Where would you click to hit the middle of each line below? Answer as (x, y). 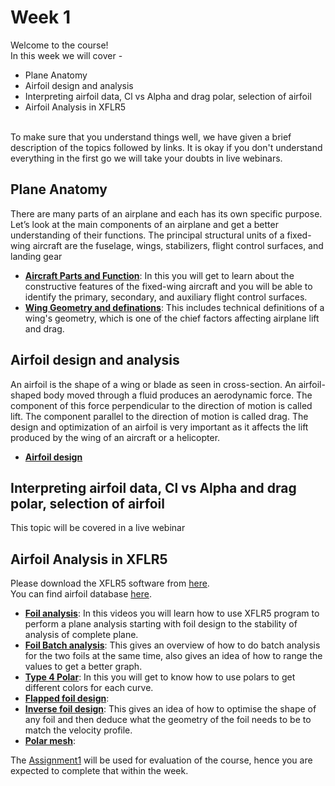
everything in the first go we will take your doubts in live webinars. (146, 158)
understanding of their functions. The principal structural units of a (147, 235)
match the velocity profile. (78, 730)
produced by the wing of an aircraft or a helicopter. (115, 437)
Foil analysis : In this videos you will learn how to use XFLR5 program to (172, 613)
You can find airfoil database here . (81, 594)
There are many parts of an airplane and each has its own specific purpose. (166, 213)
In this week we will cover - (66, 55)
